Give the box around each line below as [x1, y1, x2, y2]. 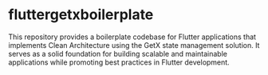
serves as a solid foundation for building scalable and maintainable [8, 49, 227, 58]
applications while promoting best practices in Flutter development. [8, 57, 230, 67]
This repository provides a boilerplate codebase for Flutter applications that [8, 32, 257, 41]
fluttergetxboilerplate [8, 6, 154, 24]
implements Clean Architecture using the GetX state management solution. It [8, 40, 260, 49]
